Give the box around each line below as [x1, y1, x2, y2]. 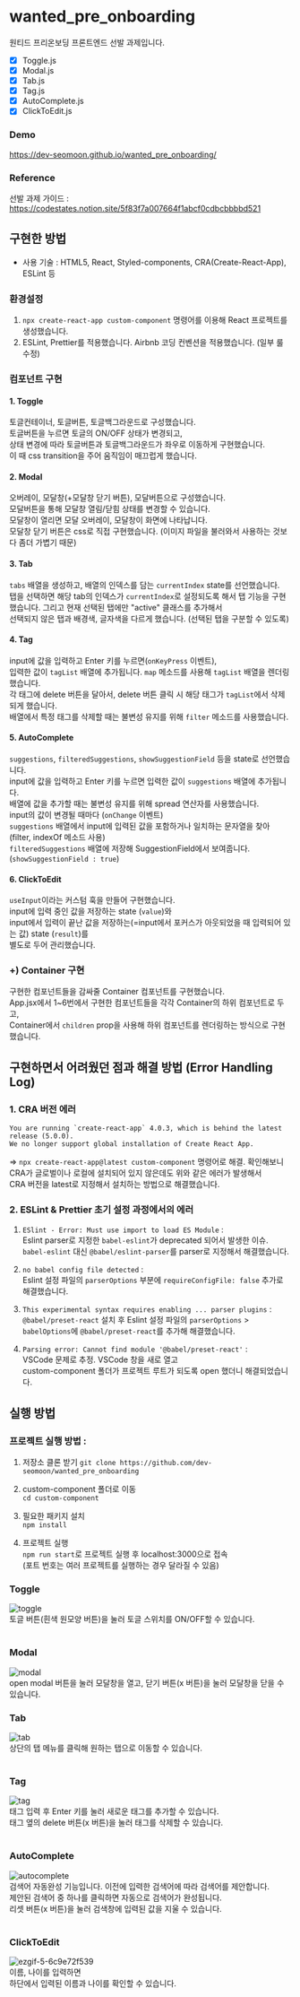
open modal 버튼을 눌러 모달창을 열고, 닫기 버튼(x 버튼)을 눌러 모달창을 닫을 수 [9, 1677, 285, 1688]
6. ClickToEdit [9, 873, 62, 884]
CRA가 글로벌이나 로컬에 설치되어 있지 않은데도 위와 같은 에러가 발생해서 [9, 1168, 262, 1178]
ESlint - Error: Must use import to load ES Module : [21, 1224, 224, 1235]
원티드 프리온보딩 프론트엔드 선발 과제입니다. [9, 37, 166, 48]
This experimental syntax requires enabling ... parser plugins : [21, 1304, 272, 1315]
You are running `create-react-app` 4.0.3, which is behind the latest [9, 1124, 282, 1133]
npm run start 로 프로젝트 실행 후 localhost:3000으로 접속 [21, 1549, 228, 1559]
